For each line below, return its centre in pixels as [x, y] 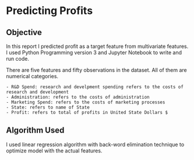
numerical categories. [32, 76]
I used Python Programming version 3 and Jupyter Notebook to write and [94, 53]
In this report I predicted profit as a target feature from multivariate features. [97, 46]
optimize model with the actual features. [54, 151]
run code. [17, 59]
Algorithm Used [35, 131]
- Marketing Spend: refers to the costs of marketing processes [86, 102]
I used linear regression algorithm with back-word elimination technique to [95, 144]
